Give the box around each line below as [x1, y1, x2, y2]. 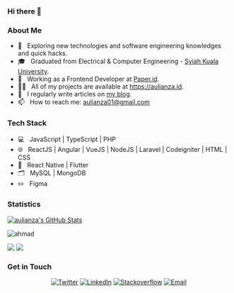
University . [17, 67, 49, 76]
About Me [7, 25, 42, 35]
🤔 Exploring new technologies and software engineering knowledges [17, 42, 221, 50]
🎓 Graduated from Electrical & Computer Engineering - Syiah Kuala [17, 57, 219, 66]
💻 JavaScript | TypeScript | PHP [17, 135, 117, 143]
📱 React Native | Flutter [17, 160, 89, 169]
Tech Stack [7, 118, 47, 128]
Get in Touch [7, 262, 52, 272]
